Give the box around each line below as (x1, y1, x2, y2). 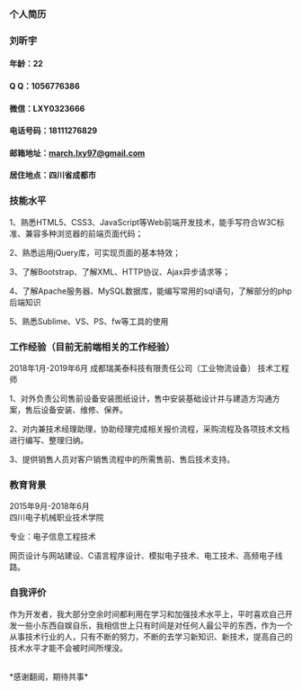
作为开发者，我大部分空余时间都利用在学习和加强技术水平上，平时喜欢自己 (9, 608, 285, 619)
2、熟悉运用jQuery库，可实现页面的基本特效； (9, 247, 182, 258)
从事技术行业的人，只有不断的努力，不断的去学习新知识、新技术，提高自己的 (9, 631, 293, 641)
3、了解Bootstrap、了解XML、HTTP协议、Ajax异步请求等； (9, 266, 231, 277)
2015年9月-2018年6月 (9, 501, 90, 512)
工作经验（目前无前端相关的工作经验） (9, 340, 175, 353)
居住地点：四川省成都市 (9, 169, 96, 181)
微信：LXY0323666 (9, 103, 85, 113)
